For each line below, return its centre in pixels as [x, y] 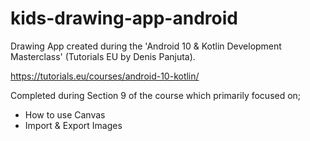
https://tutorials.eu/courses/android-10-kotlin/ [105, 76]
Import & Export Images [73, 125]
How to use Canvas [65, 114]
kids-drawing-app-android [124, 18]
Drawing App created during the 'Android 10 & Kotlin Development [146, 46]
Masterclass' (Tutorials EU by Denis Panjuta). [103, 56]
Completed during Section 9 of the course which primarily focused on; [156, 95]
